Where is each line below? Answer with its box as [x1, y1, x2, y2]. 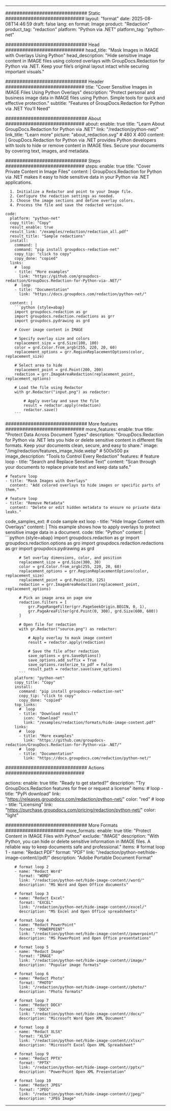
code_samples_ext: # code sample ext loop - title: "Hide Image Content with [5, 519, 164, 524]
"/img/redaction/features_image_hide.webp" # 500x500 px [5, 448, 129, 453]
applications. [5, 179, 32, 185]
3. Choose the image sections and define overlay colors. [10, 198, 136, 203]
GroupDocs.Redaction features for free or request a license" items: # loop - [5, 785, 163, 791]
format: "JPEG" [18, 1087, 51, 1092]
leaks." [5, 509, 22, 515]
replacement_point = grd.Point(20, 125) [18, 578, 106, 583]
